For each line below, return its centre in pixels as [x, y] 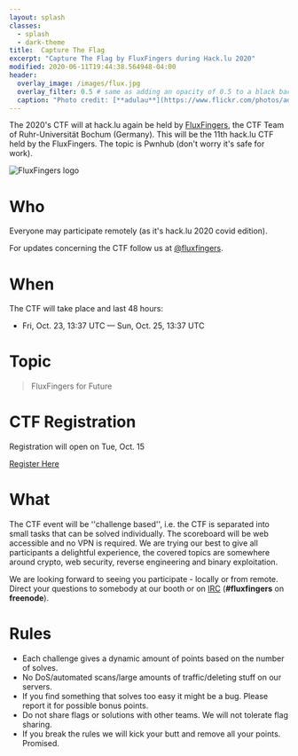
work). [21, 154]
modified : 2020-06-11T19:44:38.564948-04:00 [93, 67]
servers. [37, 687]
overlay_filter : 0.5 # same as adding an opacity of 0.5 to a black [146, 91]
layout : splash [37, 17]
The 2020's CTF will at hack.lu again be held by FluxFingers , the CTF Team [147, 125]
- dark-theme [41, 42]
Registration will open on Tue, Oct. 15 [77, 447]
